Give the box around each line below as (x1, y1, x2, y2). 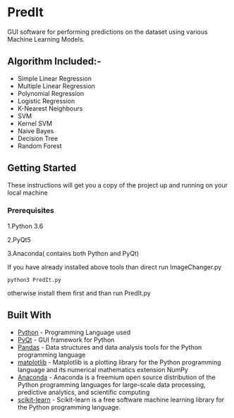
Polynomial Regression (17, 89, 85, 97)
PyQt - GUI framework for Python (17, 336, 115, 344)
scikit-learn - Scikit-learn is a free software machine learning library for (17, 395, 225, 404)
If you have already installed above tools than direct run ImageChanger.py (7, 262, 222, 271)
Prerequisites (7, 206, 54, 216)
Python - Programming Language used (17, 328, 131, 336)
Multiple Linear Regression (17, 82, 95, 90)
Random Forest (17, 142, 62, 150)
